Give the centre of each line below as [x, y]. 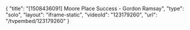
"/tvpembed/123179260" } [38, 21]
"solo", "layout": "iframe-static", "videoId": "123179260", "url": [82, 15]
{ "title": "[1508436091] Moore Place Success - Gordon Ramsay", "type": [95, 9]
